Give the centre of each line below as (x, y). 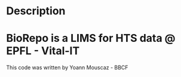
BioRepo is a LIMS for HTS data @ (91, 38)
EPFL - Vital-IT (43, 51)
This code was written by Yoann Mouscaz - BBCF (67, 67)
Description (36, 11)
